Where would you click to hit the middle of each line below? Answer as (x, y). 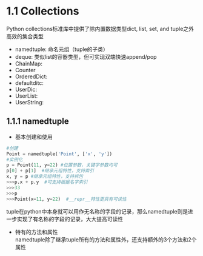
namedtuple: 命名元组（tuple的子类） (62, 49)
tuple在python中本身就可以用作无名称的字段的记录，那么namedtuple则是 (97, 211)
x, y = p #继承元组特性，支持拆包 (45, 177)
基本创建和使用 (34, 136)
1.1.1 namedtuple (38, 122)
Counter (25, 70)
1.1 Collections (43, 11)
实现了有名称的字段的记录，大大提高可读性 (70, 219)
